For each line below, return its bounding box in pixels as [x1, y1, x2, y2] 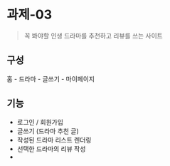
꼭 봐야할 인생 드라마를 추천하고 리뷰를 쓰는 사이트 [23, 31, 163, 40]
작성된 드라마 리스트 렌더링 [16, 135, 92, 144]
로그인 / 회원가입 [16, 118, 63, 126]
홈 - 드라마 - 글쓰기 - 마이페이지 [6, 74, 95, 83]
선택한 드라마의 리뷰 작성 [16, 144, 86, 153]
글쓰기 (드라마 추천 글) [16, 126, 79, 135]
